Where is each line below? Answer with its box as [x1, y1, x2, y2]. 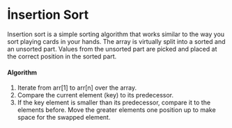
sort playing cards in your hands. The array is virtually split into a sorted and [7, 37, 226, 45]
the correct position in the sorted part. [7, 52, 117, 61]
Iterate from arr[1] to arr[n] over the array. [17, 83, 137, 92]
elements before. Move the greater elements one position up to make [17, 106, 216, 114]
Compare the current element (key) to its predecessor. [17, 91, 174, 99]
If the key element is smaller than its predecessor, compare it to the [17, 98, 211, 107]
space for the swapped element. [17, 113, 111, 122]
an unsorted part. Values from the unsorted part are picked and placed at [7, 45, 217, 53]
